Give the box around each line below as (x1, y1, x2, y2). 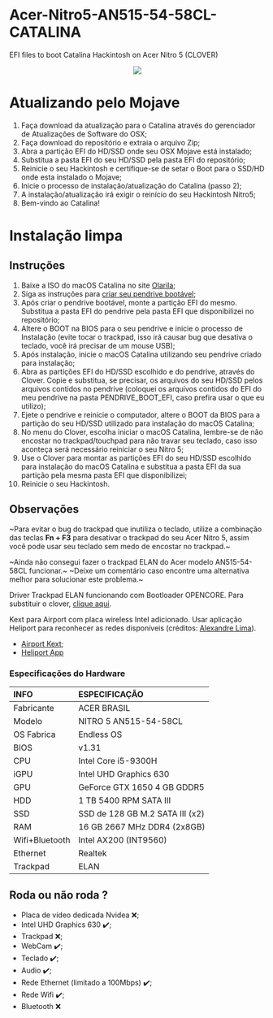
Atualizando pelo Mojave (9, 93, 180, 112)
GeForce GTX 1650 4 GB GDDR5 (77, 782, 205, 793)
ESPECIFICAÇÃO (77, 688, 145, 700)
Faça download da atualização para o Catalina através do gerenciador (20, 120, 256, 130)
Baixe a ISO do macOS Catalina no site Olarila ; (20, 280, 176, 290)
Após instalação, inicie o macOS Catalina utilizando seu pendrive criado (20, 349, 262, 359)
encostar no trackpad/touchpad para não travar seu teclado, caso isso (20, 435, 258, 445)
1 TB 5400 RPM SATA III (77, 795, 171, 806)
